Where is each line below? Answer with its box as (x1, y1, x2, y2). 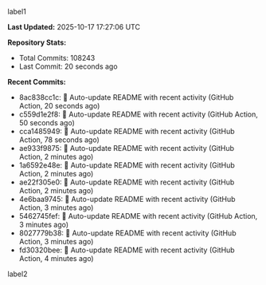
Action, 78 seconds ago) (18, 135, 100, 144)
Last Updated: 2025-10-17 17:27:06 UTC (7, 22, 141, 31)
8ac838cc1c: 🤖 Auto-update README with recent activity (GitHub (18, 93, 234, 102)
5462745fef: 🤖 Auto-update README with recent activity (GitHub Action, (18, 212, 258, 220)
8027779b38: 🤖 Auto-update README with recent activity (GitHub (18, 228, 237, 238)
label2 (7, 269, 28, 279)
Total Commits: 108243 (18, 53, 96, 62)
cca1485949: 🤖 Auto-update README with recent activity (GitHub (18, 127, 235, 136)
